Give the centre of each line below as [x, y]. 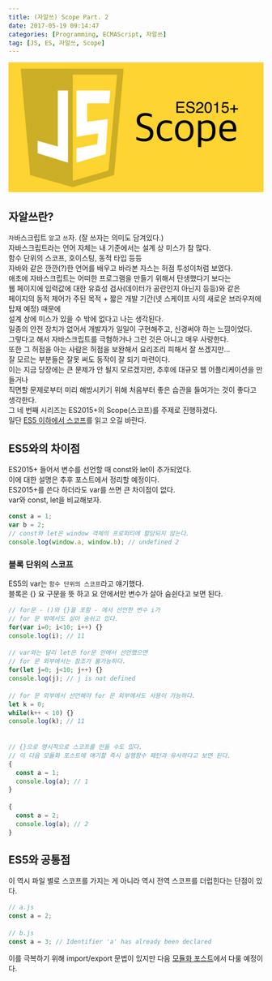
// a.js [21, 908]
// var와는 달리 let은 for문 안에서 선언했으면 [78, 653]
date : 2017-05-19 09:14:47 [54, 26]
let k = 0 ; [27, 704]
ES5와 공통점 [39, 860]
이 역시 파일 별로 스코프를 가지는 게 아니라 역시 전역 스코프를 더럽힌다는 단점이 [132, 881]
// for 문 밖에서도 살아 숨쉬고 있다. [64, 618]
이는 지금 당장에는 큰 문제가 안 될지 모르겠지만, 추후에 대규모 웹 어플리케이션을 [132, 370]
